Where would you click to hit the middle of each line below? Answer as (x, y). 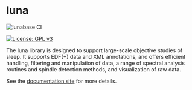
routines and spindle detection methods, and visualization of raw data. (94, 69)
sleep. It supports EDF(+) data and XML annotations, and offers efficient (96, 56)
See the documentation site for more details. (62, 81)
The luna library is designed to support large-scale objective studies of (94, 50)
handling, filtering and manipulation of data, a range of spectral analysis (96, 63)
